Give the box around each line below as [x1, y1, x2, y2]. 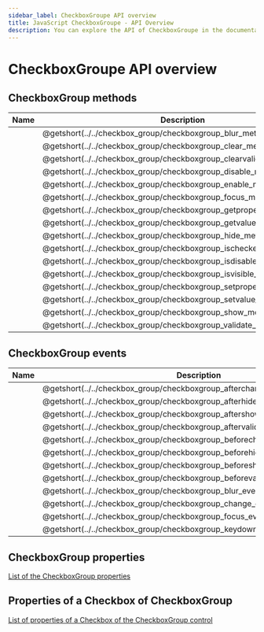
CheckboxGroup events [8, 346, 127, 360]
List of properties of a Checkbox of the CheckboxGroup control [8, 615, 214, 624]
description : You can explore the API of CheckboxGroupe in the [8, 26, 223, 34]
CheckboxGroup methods [8, 91, 137, 105]
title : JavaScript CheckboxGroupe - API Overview [8, 19, 174, 27]
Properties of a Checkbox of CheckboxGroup [8, 594, 233, 608]
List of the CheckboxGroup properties [8, 571, 131, 581]
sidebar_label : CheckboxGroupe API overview [8, 11, 156, 20]
